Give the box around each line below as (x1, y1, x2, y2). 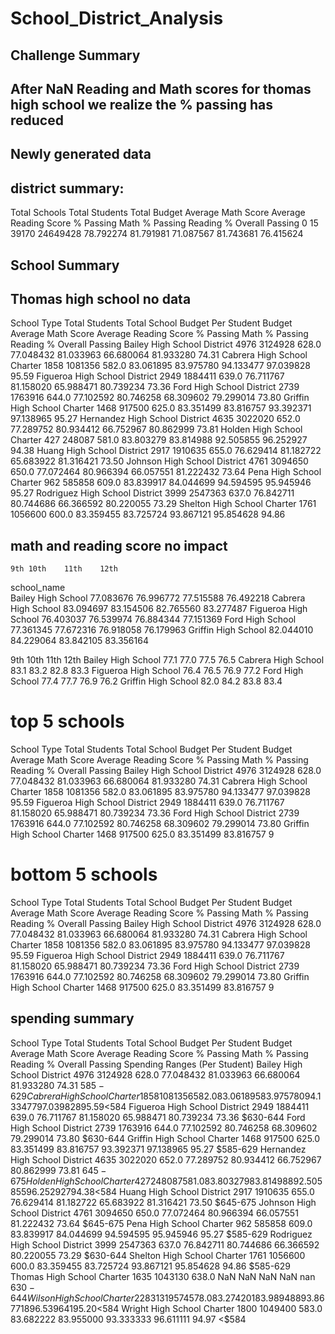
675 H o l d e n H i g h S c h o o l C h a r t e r (10, 1175, 135, 1187)
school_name (10, 582, 66, 594)
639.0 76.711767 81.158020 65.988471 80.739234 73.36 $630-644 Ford (10, 1111, 306, 1123)
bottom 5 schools (10, 863, 158, 886)
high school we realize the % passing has (10, 96, 273, 113)
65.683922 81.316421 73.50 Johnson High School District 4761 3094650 (10, 455, 309, 467)
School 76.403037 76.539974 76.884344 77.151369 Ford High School (10, 613, 297, 626)
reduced (10, 112, 64, 129)
